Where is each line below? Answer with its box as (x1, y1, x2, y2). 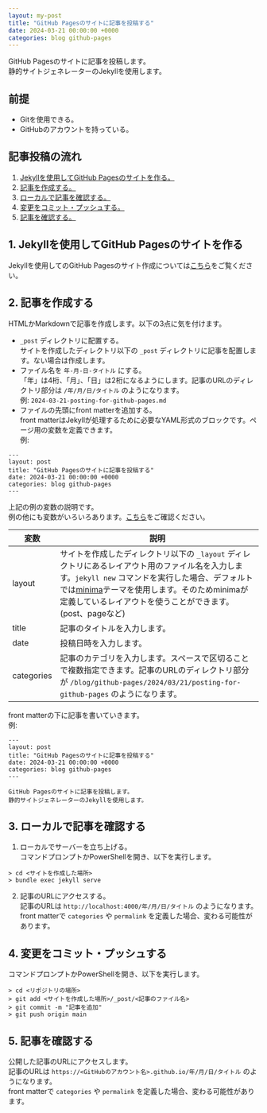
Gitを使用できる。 (19, 114, 78, 124)
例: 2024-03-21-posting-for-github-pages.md (19, 395, 167, 405)
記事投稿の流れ (8, 150, 82, 164)
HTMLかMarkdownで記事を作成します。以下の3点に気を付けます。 (8, 319, 226, 328)
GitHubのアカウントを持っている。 (19, 125, 133, 134)
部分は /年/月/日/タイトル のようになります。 (41, 385, 184, 394)
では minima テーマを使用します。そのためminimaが (59, 584, 249, 595)
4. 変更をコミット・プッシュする (8, 947, 167, 960)
